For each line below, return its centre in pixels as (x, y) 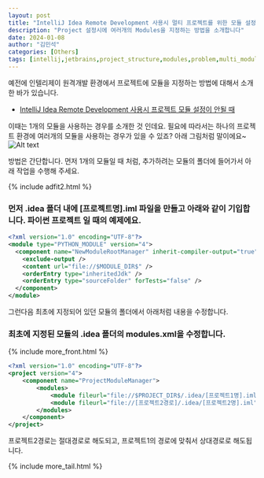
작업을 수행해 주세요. (48, 171)
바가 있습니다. (37, 92)
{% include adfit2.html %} (50, 187)
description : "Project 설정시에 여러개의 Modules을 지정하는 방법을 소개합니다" (126, 30)
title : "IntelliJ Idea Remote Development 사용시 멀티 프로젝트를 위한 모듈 (125, 23)
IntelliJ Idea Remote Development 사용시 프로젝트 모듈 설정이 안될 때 (127, 109)
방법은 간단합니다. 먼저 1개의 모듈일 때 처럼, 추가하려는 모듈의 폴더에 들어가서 (126, 161)
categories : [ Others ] (44, 52)
